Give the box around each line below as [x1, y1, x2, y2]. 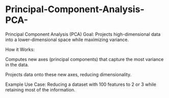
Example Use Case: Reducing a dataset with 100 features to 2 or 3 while [5, 81, 156, 87]
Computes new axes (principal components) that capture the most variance [5, 56, 164, 62]
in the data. [5, 61, 29, 68]
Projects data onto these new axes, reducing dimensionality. [5, 71, 131, 77]
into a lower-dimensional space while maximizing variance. [5, 37, 129, 43]
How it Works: [5, 46, 35, 52]
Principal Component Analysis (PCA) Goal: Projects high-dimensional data [5, 31, 161, 37]
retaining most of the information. [5, 86, 75, 92]
